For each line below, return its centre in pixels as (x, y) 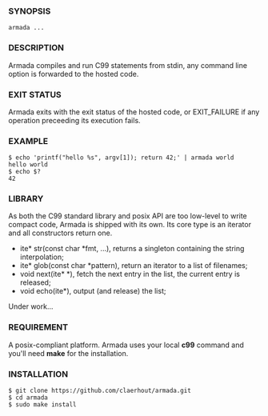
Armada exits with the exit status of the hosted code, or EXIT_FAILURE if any (134, 112)
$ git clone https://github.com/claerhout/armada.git (100, 391)
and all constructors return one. (60, 233)
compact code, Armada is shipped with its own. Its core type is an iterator (130, 225)
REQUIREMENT (38, 327)
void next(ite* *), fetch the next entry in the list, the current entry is (130, 274)
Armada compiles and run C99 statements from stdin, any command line (128, 65)
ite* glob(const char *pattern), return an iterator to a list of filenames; (134, 266)
